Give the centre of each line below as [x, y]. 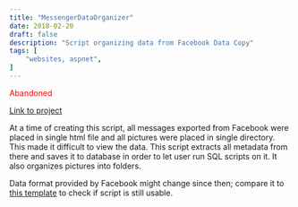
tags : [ [24, 51]
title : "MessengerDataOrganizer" [72, 17]
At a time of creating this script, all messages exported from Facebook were [149, 127]
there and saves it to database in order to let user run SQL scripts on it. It [143, 156]
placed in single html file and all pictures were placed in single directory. [142, 137]
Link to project [36, 110]
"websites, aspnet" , [64, 59]
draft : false [34, 34]
